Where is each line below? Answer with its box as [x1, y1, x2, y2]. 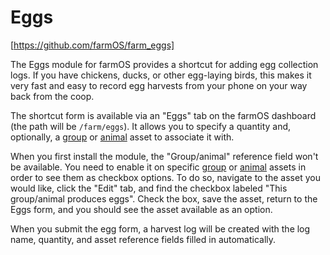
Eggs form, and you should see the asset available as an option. [10, 203, 273, 215]
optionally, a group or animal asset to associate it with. [10, 131, 235, 143]
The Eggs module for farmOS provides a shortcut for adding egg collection [10, 58, 319, 70]
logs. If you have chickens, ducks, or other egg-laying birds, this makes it [10, 69, 312, 81]
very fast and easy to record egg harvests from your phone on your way [10, 79, 308, 91]
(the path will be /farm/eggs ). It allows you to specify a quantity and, [10, 120, 292, 132]
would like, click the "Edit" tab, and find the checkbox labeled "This [10, 182, 288, 194]
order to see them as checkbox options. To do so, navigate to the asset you [10, 171, 321, 183]
